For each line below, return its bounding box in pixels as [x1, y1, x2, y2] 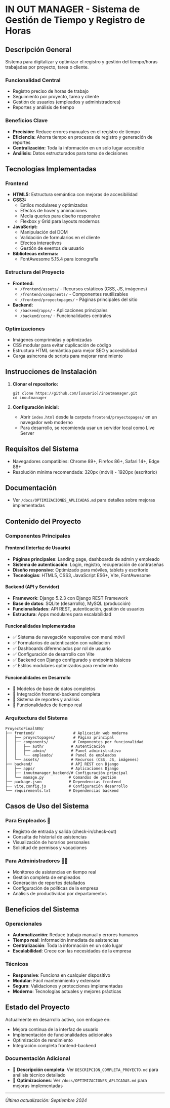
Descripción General [5, 45, 72, 54]
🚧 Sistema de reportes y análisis [12, 697, 80, 703]
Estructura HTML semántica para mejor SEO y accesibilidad [12, 347, 138, 353]
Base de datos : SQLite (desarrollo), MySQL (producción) [12, 600, 131, 606]
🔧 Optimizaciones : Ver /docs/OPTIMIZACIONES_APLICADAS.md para [12, 1077, 147, 1083]
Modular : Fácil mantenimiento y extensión [12, 977, 101, 983]
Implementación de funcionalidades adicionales [12, 1031, 112, 1038]
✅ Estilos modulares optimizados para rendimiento [12, 663, 118, 669]
